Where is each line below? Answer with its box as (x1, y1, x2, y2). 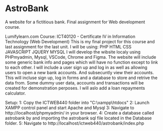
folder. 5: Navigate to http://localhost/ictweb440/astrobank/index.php (5, 120, 145, 126)
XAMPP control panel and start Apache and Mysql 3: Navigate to (5, 105, 134, 111)
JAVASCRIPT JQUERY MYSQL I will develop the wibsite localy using (5, 49, 141, 55)
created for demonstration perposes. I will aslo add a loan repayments (5, 85, 146, 91)
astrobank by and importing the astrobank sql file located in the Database (5, 115, 152, 121)
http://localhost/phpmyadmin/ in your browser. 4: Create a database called (5, 110, 154, 115)
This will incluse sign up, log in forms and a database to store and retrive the (5, 75, 158, 81)
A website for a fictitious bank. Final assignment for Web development (5, 19, 146, 25)
